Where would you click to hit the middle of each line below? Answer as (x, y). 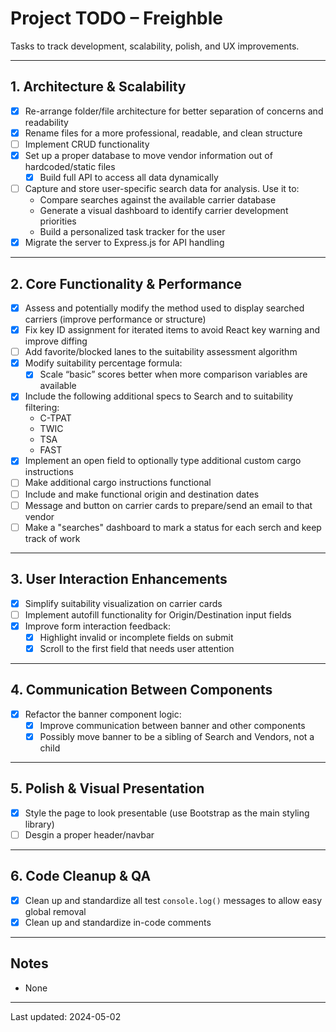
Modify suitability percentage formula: (103, 363)
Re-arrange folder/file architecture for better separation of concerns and (174, 111)
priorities (58, 221)
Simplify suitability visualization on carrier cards (123, 603)
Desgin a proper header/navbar (89, 834)
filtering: (42, 408)
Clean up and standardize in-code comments (118, 922)
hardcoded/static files (70, 166)
